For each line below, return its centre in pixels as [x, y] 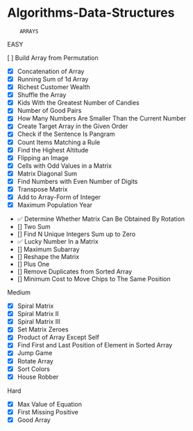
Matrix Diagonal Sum [47, 173]
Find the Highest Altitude [53, 150]
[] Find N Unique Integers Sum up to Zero [76, 234]
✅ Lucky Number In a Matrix [58, 242]
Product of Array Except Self [58, 337]
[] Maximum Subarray [48, 249]
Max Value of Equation [49, 404]
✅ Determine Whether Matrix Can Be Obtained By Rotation [101, 219]
